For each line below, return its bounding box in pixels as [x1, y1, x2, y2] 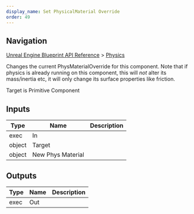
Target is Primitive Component [6, 87, 80, 94]
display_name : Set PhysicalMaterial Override [6, 8, 120, 15]
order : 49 [6, 14, 31, 20]
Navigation [6, 36, 47, 46]
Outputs [6, 170, 37, 180]
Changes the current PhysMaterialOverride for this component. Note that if [6, 63, 188, 70]
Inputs [6, 104, 31, 114]
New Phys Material [32, 151, 84, 159]
